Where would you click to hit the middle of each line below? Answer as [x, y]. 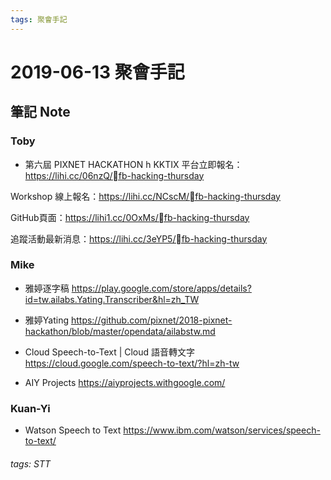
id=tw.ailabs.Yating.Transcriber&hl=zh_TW [112, 299]
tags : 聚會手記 [39, 19]
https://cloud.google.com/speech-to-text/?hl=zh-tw [132, 363]
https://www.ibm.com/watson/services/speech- [222, 430]
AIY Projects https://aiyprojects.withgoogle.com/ [125, 382]
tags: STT [30, 463]
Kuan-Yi [30, 408]
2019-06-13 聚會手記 [97, 72]
